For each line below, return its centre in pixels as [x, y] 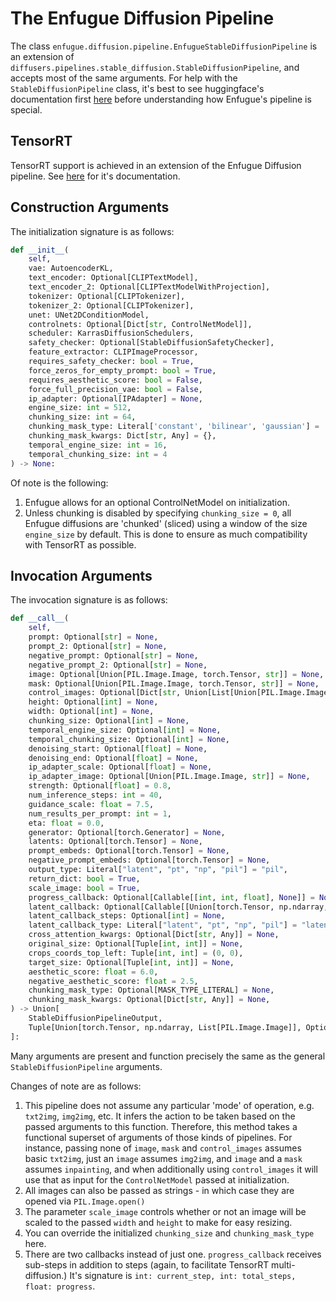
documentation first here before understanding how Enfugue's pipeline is [161, 99]
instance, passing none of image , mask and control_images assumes [163, 1148]
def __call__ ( [40, 618]
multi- [283, 1264]
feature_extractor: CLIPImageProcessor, [113, 352]
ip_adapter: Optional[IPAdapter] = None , [115, 398]
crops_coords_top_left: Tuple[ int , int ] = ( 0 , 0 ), [136, 953]
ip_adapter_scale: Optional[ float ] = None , [120, 767]
